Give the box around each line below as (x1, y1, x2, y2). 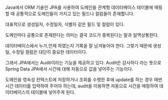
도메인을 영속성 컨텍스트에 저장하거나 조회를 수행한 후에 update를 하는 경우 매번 (5, 77, 162, 82)
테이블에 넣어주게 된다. (31, 89, 76, 95)
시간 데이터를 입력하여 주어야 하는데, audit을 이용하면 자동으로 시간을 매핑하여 (5, 83, 158, 89)
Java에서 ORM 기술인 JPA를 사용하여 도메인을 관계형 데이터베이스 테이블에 (5, 5, 153, 10)
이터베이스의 (5, 89, 30, 95)
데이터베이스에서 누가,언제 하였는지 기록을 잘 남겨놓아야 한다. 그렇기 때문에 (5, 43, 152, 49)
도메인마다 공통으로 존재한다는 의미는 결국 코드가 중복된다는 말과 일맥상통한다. (5, 32, 159, 38)
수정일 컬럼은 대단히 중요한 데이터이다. (12, 49, 87, 55)
